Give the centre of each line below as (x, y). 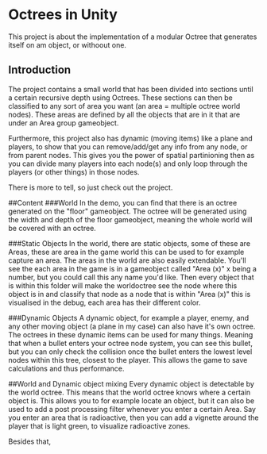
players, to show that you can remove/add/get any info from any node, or (128, 146)
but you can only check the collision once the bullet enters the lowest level (130, 352)
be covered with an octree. (52, 228)
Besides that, (30, 441)
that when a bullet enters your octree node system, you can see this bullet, (130, 343)
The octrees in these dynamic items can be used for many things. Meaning (131, 334)
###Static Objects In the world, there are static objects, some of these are (130, 243)
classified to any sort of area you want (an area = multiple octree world (124, 106)
